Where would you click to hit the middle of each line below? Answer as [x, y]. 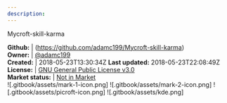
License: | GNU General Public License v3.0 [71, 69]
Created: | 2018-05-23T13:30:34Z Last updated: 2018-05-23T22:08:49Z [113, 62]
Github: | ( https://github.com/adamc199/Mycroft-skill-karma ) [96, 47]
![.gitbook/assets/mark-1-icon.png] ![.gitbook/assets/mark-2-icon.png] [110, 84]
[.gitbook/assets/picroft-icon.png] [56, 92]
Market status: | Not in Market [52, 77]
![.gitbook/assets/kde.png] [145, 92]
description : [26, 14]
